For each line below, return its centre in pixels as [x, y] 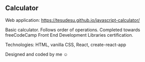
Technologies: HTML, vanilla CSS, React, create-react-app [66, 45]
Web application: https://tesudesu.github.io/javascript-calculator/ [72, 20]
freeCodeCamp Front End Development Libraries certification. [69, 35]
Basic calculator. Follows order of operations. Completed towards [73, 30]
